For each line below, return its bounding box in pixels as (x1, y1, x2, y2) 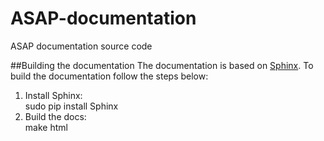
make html (24, 121, 68, 133)
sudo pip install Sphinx (24, 100, 119, 112)
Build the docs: (24, 110, 87, 122)
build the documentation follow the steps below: (10, 70, 209, 82)
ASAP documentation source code (10, 40, 153, 52)
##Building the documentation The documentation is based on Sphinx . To (10, 59, 314, 71)
